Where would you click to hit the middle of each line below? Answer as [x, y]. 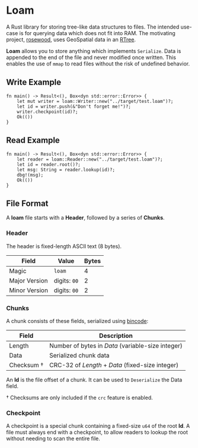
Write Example [34, 82]
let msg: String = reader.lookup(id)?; [66, 170]
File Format [27, 203]
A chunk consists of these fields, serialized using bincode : [77, 321]
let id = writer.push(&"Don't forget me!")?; [74, 106]
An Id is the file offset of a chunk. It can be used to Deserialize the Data [94, 380]
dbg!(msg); [30, 175]
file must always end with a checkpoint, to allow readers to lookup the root [97, 433]
